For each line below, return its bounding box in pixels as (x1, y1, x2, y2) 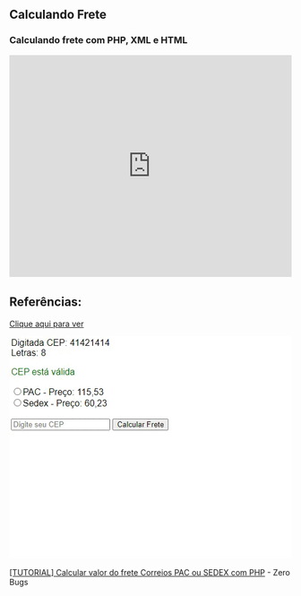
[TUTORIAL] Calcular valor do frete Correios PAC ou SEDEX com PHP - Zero (9, 566, 291, 577)
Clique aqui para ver (9, 318, 84, 329)
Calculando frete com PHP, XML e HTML (9, 34, 188, 47)
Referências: (9, 295, 82, 310)
